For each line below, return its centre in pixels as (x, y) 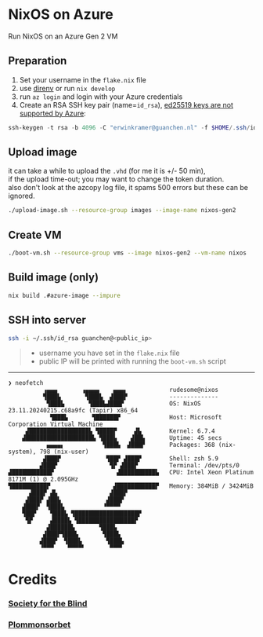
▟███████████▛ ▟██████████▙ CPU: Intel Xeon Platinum (131, 473)
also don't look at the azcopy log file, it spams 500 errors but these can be (128, 188)
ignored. (22, 196)
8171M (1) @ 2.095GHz (43, 480)
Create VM (35, 234)
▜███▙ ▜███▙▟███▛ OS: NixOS (124, 404)
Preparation (38, 61)
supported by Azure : (52, 113)
